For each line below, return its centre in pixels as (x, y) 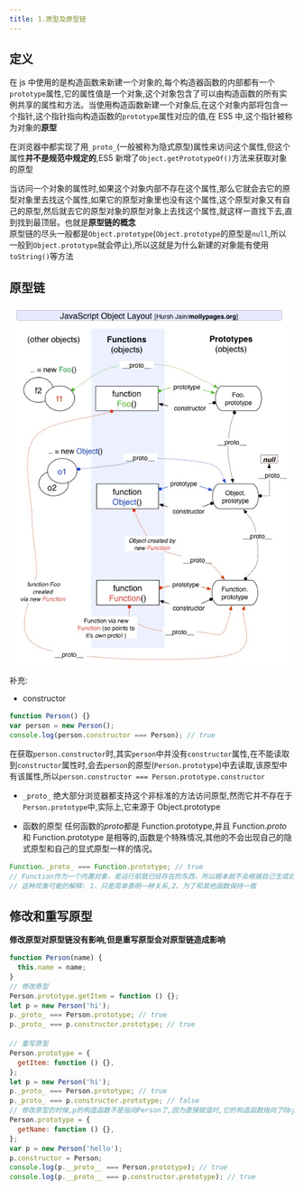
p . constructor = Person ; (56, 1158)
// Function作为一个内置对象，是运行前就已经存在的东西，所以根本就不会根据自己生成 (149, 876)
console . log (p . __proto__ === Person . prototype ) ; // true (119, 1167)
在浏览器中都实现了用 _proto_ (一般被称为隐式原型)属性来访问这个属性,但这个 (150, 147)
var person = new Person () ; (62, 726)
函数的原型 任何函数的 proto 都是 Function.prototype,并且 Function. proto (154, 826)
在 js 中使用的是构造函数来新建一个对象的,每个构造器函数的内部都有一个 (142, 82)
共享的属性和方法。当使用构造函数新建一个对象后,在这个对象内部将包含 (149, 105)
